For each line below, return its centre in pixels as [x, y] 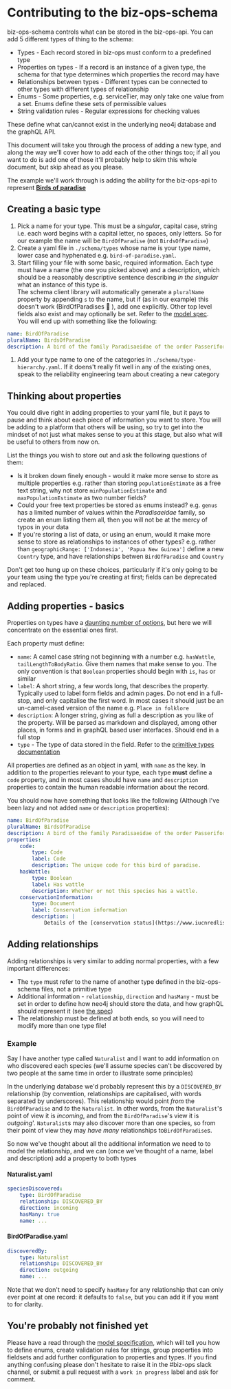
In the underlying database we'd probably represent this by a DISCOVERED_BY [114, 1086]
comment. [21, 1379]
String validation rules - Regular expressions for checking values [109, 111]
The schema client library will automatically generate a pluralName [111, 291]
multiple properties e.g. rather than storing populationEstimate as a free [119, 483]
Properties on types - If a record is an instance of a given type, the [111, 67]
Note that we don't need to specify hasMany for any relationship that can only [115, 1290]
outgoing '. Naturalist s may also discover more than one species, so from [111, 1123]
